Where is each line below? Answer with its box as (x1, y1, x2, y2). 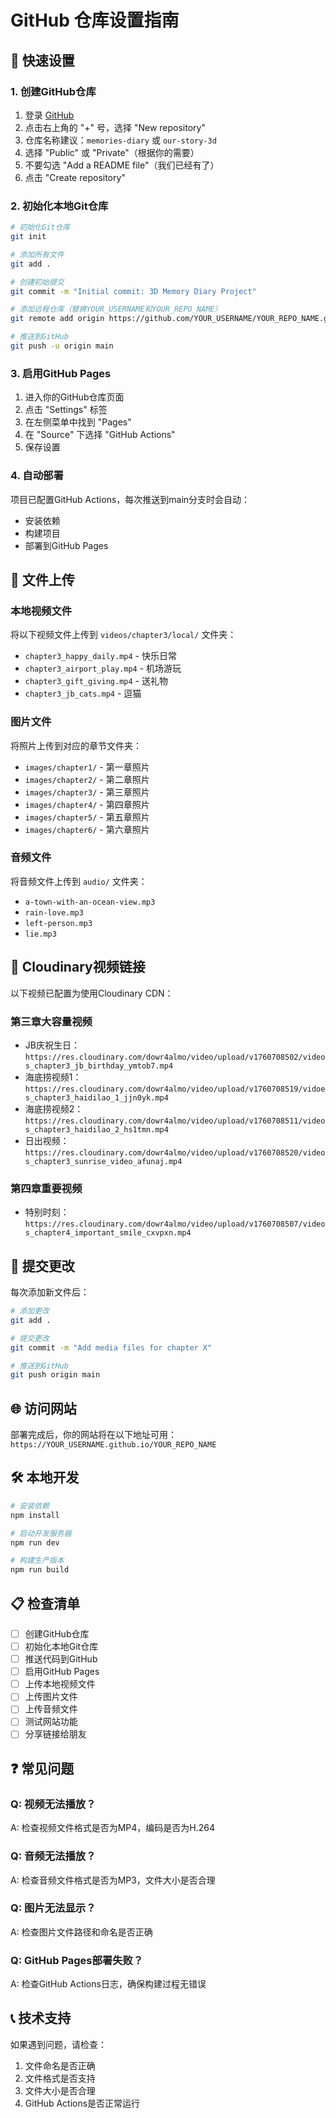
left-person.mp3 (24, 918, 93, 928)
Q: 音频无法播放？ (10, 1849, 97, 1863)
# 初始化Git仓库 (10, 222, 71, 233)
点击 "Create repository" (24, 171, 126, 183)
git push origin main (10, 1370, 101, 1380)
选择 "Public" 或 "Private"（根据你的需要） (24, 146, 200, 158)
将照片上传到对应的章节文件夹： (10, 739, 142, 751)
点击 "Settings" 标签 (24, 404, 108, 416)
